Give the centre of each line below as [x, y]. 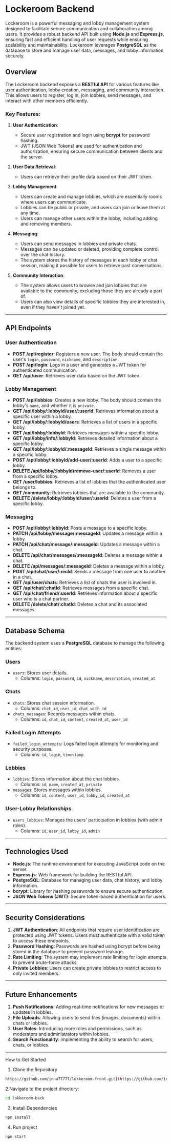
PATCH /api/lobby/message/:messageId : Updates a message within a [87, 533]
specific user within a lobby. [42, 416]
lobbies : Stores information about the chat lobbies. [66, 779]
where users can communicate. [53, 202]
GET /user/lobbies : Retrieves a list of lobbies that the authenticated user [89, 482]
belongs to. [25, 487]
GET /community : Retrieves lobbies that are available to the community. [89, 493]
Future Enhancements [41, 995]
